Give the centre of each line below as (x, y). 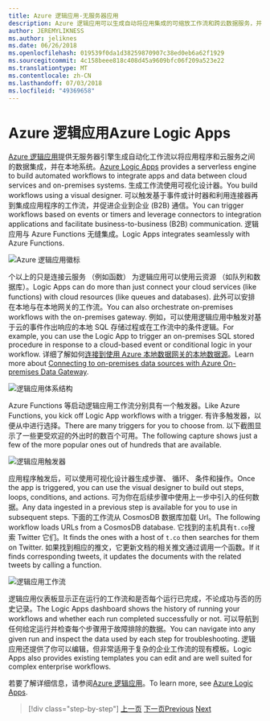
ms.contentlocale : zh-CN (50, 76)
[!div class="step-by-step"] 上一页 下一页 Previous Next (119, 709)
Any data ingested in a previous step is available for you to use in (130, 507)
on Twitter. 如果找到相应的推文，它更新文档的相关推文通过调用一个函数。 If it (134, 547)
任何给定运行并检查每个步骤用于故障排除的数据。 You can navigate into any (132, 629)
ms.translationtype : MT (48, 68)
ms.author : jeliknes (43, 38)
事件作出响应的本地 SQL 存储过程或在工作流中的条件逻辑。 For (132, 328)
